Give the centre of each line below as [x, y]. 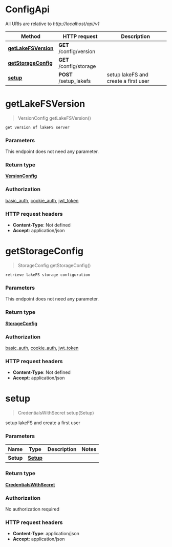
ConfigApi [28, 10]
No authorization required [33, 509]
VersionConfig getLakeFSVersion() [54, 118]
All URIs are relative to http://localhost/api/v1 [52, 24]
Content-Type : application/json [46, 534]
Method [31, 36]
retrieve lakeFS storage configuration [48, 275]
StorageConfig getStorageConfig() [54, 265]
